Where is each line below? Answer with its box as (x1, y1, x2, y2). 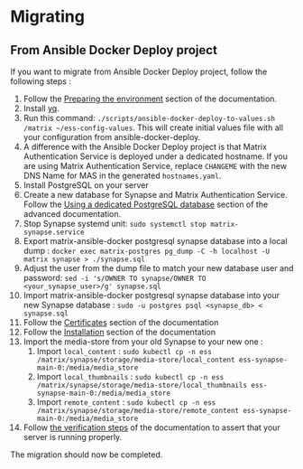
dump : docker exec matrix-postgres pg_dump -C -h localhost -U (23, 246, 270, 256)
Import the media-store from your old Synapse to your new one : (23, 336, 264, 347)
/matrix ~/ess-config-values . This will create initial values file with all (23, 122, 283, 133)
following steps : (10, 76, 71, 87)
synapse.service (23, 228, 85, 237)
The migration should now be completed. (10, 449, 163, 460)
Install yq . (23, 103, 60, 114)
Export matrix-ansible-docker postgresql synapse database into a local (23, 236, 288, 246)
